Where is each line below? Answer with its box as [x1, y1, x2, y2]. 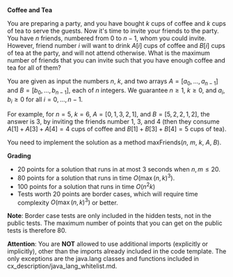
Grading [7, 152, 31, 160]
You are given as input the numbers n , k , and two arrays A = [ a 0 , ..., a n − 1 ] [7, 77, 218, 87]
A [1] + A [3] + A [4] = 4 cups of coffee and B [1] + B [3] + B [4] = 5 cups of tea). [7, 125, 227, 133]
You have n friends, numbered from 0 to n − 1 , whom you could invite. [7, 34, 207, 42]
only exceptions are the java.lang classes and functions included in [7, 255, 200, 263]
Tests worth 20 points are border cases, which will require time [17, 190, 198, 198]
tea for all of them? [7, 64, 61, 72]
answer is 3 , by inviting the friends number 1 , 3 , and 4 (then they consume [7, 117, 220, 126]
